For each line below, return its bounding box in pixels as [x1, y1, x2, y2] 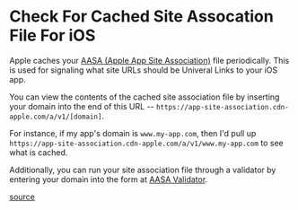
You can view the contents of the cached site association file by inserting [9, 92, 280, 102]
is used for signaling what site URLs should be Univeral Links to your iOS [9, 65, 278, 75]
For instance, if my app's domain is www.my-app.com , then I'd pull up [9, 127, 257, 138]
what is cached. [9, 146, 68, 158]
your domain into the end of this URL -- [9, 101, 154, 111]
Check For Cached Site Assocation [9, 6, 274, 27]
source [9, 191, 36, 202]
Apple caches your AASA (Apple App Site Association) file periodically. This [9, 55, 290, 66]
